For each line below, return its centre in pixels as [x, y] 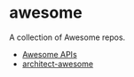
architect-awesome [58, 64]
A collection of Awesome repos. [67, 37]
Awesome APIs [49, 54]
